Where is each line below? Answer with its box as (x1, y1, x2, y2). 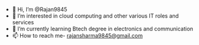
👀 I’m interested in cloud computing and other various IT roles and (12, 12, 179, 19)
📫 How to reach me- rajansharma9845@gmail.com (12, 32, 143, 39)
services (12, 19, 34, 26)
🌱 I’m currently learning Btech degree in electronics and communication (12, 25, 193, 32)
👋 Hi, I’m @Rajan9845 (12, 6, 67, 13)
